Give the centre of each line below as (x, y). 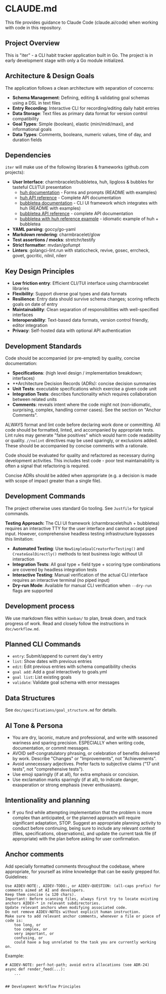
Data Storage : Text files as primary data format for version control (80, 113)
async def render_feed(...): (35, 969)
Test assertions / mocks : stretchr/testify (54, 240)
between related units (34, 399)
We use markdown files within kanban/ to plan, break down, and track (76, 618)
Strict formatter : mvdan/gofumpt (46, 245)
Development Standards (43, 346)
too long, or (28, 925)
